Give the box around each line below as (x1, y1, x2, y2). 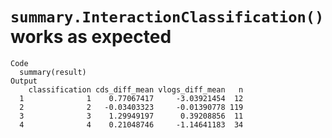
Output (10, 76, 38, 86)
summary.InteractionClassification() (10, 8, 325, 27)
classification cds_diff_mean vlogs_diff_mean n (28, 84, 244, 95)
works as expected (10, 26, 172, 48)
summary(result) (19, 67, 87, 77)
